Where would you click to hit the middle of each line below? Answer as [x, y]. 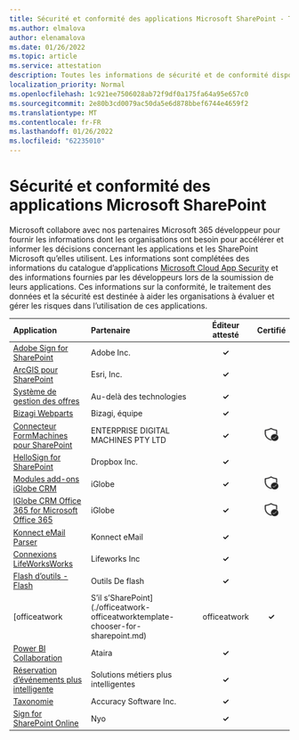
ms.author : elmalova [48, 28]
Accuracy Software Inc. [133, 702]
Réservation [35, 670]
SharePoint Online [46, 723]
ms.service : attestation [55, 66]
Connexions [35, 554]
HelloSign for [37, 457]
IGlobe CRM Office [47, 501]
